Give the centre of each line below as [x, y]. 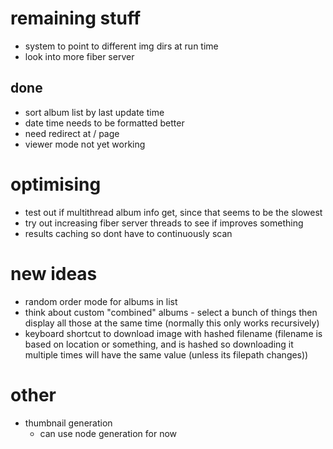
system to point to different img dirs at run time [121, 46]
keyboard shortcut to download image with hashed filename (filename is [173, 333]
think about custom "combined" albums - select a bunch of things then [171, 312]
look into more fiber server [79, 56]
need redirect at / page [72, 133]
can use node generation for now [108, 433]
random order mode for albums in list [101, 301]
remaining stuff [76, 18]
